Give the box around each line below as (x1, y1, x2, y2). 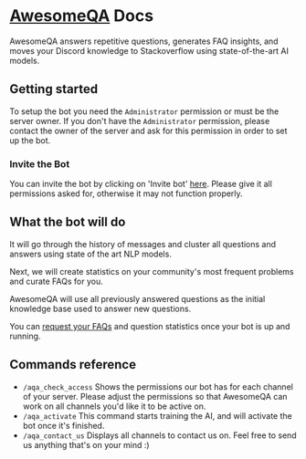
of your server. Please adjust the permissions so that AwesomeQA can (22, 391, 288, 402)
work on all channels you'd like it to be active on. (22, 401, 206, 412)
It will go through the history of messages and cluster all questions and (9, 238, 277, 249)
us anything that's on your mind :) (22, 439, 150, 450)
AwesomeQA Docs (9, 5, 153, 26)
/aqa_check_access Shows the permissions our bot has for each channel (22, 381, 294, 392)
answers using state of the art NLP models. (9, 248, 172, 259)
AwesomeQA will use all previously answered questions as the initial (9, 293, 266, 304)
